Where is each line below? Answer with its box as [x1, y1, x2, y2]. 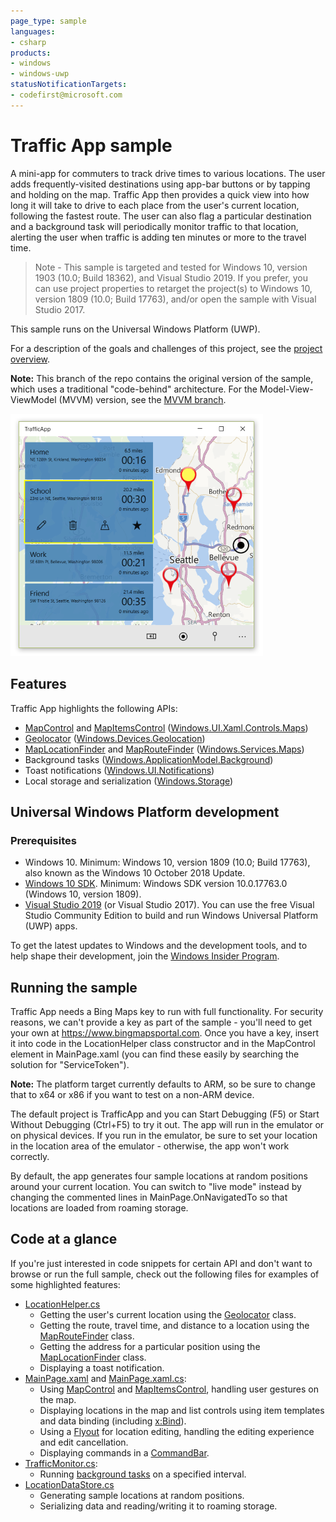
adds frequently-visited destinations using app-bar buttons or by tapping [10, 178, 311, 190]
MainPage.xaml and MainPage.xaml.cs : [24, 1372, 187, 1384]
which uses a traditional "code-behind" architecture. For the [10, 383, 258, 395]
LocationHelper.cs [24, 1298, 101, 1310]
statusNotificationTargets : [10, 80, 128, 90]
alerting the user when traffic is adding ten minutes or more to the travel [10, 231, 307, 243]
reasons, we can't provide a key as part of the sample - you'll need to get [10, 1016, 313, 1028]
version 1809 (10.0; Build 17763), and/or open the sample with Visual [34, 293, 317, 305]
